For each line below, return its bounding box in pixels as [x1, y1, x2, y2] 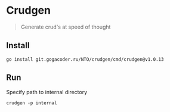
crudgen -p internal [6, 99, 58, 106]
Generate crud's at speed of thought [20, 23, 111, 30]
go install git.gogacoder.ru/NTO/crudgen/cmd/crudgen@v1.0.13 [6, 56, 164, 63]
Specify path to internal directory [6, 88, 88, 95]
